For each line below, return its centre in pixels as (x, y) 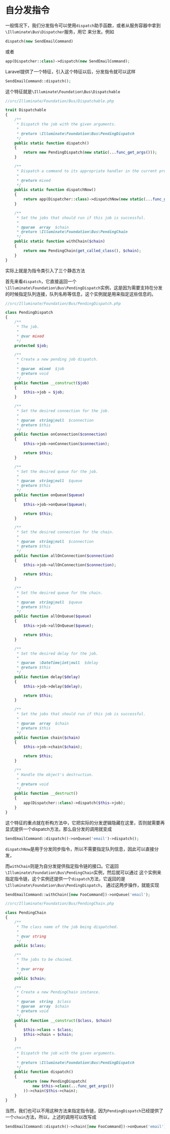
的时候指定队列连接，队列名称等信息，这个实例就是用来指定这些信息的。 (80, 294)
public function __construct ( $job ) (52, 383)
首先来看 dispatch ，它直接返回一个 (41, 281)
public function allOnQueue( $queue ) (53, 616)
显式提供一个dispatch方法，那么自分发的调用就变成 (59, 829)
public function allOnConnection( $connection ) (64, 556)
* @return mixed (34, 180)
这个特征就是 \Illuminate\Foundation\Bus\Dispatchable (63, 91)
